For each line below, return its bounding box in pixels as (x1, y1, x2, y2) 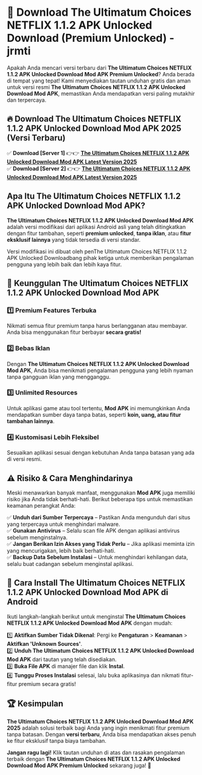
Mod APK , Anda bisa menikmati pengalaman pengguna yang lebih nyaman (7, 367, 194, 374)
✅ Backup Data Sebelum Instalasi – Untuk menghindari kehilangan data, (7, 553, 188, 560)
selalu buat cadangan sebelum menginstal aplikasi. (7, 560, 134, 567)
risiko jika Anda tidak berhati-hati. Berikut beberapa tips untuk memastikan (7, 495, 193, 502)
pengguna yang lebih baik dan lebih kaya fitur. (7, 261, 122, 268)
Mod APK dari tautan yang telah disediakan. (7, 656, 117, 663)
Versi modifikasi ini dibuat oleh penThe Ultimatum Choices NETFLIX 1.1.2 (7, 248, 187, 255)
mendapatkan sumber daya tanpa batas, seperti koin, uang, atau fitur (7, 411, 181, 418)
